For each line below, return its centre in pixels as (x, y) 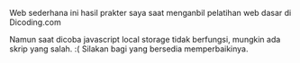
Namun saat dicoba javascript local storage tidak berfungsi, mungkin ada (145, 39)
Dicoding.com (35, 22)
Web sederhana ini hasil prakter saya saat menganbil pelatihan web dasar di (150, 13)
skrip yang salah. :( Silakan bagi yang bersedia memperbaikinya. (129, 49)
